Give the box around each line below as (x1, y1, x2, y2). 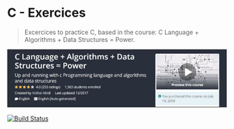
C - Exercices (7, 5, 86, 21)
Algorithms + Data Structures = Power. (24, 35, 136, 43)
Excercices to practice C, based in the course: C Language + (24, 28, 199, 36)
